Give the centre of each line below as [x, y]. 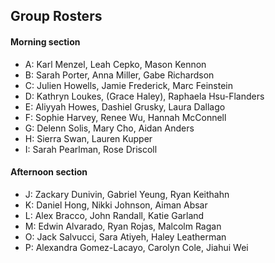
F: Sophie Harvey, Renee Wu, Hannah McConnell [125, 117]
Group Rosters [56, 16]
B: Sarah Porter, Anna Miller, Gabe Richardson [119, 75]
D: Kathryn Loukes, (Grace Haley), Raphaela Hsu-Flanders [144, 96]
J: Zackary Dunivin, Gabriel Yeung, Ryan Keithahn [127, 194]
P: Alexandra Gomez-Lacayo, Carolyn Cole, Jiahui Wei [136, 247]
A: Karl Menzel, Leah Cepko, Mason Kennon [115, 64]
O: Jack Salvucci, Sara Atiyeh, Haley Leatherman [125, 236]
